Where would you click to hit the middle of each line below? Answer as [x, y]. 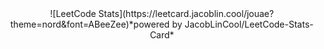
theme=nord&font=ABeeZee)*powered [90, 24]
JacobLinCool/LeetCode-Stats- [249, 24]
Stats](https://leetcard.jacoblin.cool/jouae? [186, 13]
